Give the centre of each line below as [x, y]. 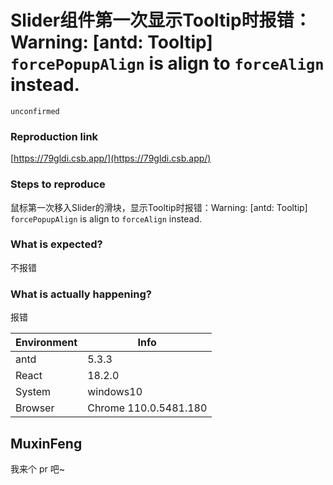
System [33, 392]
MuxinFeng [46, 443]
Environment [46, 343]
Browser [35, 408]
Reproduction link [54, 136]
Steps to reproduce [58, 184]
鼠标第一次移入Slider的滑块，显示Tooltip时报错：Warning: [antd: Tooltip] [159, 207]
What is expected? [56, 244]
